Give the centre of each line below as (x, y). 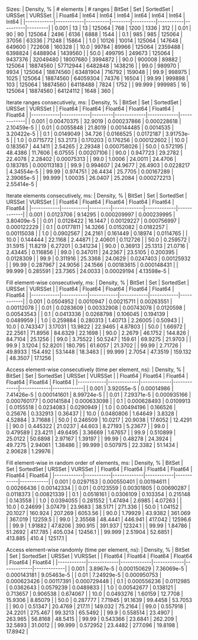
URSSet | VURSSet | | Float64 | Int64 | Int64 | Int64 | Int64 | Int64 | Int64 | (95, 15)
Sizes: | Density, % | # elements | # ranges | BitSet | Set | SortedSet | (90, 9)
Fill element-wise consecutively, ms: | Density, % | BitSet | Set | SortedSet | (98, 282)
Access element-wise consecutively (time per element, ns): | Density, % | (95, 369)
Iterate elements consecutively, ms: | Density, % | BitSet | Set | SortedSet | (97, 196)
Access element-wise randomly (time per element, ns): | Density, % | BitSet (98, 550)
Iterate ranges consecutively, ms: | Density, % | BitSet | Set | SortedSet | (94, 102)
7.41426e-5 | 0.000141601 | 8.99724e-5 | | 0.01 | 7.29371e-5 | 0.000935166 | (98, 395)
